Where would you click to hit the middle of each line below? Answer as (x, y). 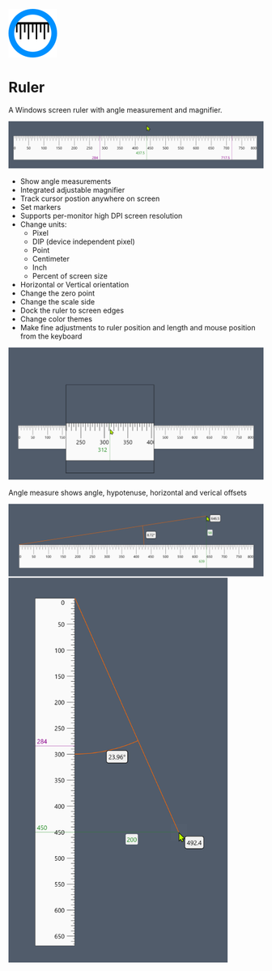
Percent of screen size (70, 276)
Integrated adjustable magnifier (72, 190)
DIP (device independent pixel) (83, 242)
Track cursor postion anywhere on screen (90, 198)
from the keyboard (51, 336)
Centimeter (51, 259)
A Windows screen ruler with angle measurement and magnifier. (115, 109)
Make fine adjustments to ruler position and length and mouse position (138, 328)
